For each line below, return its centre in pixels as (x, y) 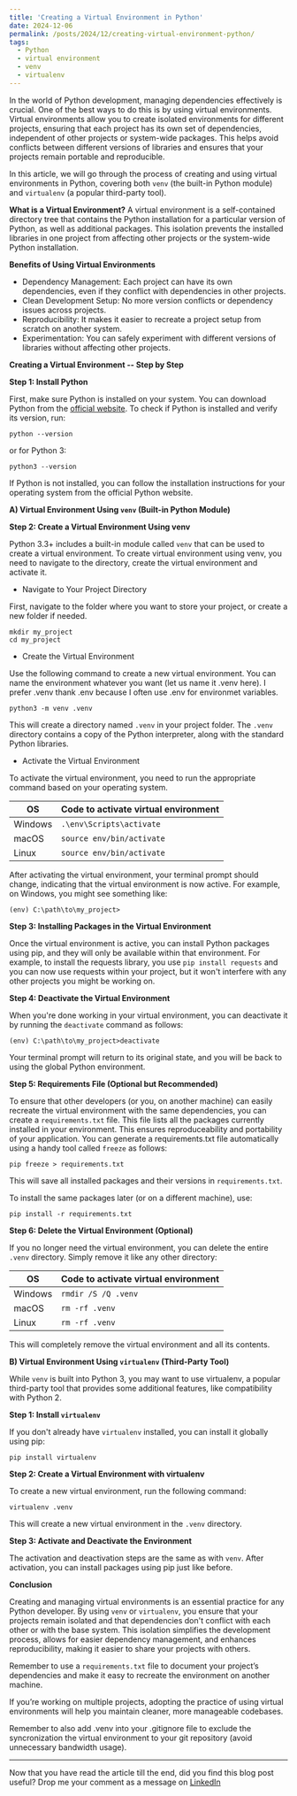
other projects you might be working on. (82, 981)
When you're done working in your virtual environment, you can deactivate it (148, 1015)
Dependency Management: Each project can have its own (127, 281)
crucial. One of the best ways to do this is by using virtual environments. (141, 109)
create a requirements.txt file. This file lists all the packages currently (137, 1120)
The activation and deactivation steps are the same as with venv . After (137, 1558)
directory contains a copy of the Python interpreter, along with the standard (147, 734)
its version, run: (38, 418)
